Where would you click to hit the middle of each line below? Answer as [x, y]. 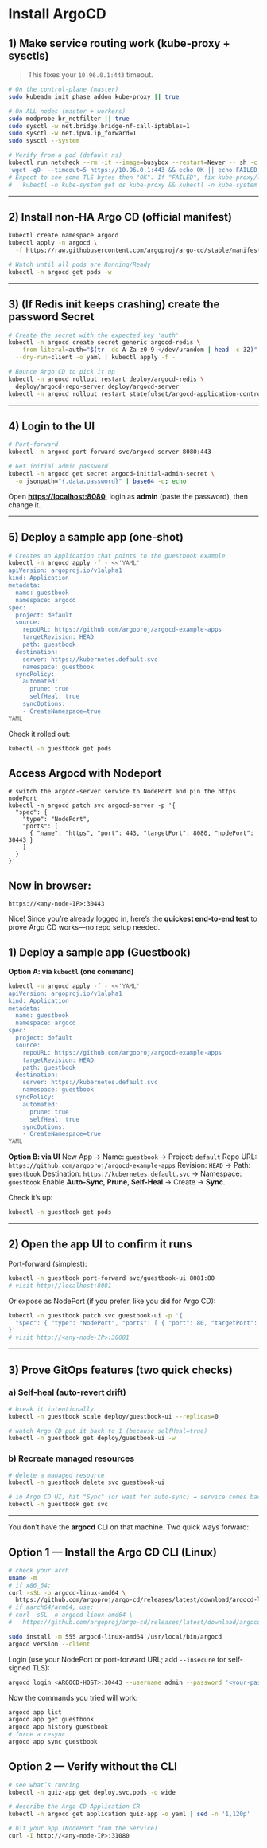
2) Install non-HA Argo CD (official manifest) [120, 217]
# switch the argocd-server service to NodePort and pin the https [122, 792]
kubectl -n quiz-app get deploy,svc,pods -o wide [92, 1792]
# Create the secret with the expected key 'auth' [94, 335]
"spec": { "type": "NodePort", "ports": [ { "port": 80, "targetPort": [137, 1323]
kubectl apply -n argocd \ [53, 243]
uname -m [23, 1578]
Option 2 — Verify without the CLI [93, 1766]
